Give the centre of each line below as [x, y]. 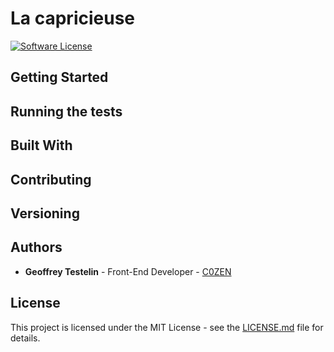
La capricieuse [73, 18]
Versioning [45, 213]
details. [25, 338]
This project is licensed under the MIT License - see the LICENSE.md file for [167, 327]
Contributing [51, 179]
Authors [36, 247]
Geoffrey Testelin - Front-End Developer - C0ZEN [128, 271]
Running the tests [66, 111]
